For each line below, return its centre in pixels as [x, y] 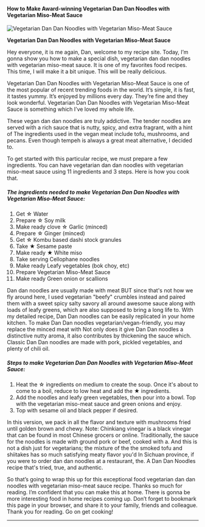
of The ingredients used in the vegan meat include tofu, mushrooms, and [98, 134]
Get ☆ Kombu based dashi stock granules [68, 240]
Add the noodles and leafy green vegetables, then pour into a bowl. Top [106, 398]
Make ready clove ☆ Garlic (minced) [62, 227]
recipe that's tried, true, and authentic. [55, 468]
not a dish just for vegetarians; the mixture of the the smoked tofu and [95, 448]
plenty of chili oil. [29, 349]
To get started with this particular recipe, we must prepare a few [87, 159]
